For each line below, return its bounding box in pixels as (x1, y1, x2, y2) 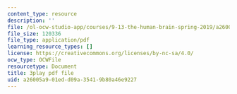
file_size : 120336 (7, 30, 61, 37)
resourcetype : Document (7, 63, 78, 70)
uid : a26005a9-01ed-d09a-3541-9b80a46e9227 (7, 76, 138, 83)
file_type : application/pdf (7, 37, 90, 44)
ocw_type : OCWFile (7, 57, 61, 64)
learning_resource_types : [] (7, 43, 93, 50)
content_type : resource (7, 10, 78, 18)
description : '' (7, 17, 55, 24)
